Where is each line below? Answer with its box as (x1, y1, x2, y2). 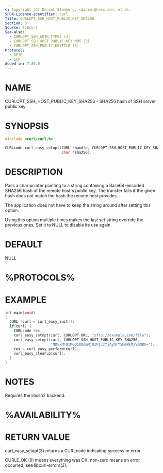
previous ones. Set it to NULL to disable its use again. (5, 222, 112, 228)
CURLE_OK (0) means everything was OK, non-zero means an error (5, 457, 140, 463)
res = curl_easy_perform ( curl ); (14, 346, 79, 351)
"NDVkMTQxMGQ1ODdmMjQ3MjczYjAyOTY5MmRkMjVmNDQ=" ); (50, 342, 155, 347)
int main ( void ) (5, 310, 36, 315)
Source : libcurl (5, 25, 38, 30)
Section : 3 (5, 20, 27, 26)
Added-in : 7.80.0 (5, 61, 40, 66)
